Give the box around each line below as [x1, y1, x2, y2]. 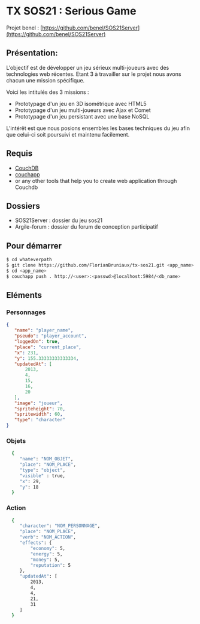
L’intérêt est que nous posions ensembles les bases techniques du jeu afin [6, 125, 190, 132]
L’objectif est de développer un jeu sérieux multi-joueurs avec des [6, 64, 169, 71]
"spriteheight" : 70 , [14, 406, 66, 412]
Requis [6, 149, 33, 159]
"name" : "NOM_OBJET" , [19, 456, 74, 462]
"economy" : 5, [30, 545, 66, 551]
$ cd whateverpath [6, 257, 52, 263]
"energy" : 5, [30, 551, 63, 557]
